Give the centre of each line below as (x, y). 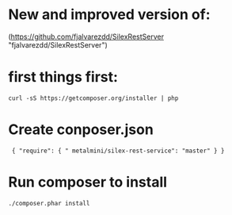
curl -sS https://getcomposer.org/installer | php (93, 98)
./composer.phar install (49, 203)
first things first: (63, 77)
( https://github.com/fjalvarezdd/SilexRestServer (86, 36)
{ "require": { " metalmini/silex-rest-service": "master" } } (118, 151)
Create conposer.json (81, 130)
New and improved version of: (109, 15)
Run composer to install (88, 182)
